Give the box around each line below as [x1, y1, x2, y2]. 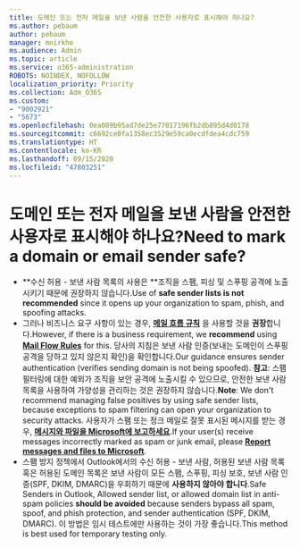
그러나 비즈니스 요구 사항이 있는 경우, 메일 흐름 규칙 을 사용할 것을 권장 [21, 318, 267, 329]
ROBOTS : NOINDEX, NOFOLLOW [9, 72, 110, 80]
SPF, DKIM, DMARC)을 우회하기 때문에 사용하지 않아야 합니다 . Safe [32, 479, 267, 490]
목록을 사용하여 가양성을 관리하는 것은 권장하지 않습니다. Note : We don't [21, 385, 274, 396]
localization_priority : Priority [9, 80, 134, 89]
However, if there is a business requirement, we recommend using [31, 329, 278, 340]
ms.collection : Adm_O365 [9, 88, 102, 97]
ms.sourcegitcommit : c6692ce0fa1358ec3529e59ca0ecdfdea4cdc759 [9, 130, 250, 139]
